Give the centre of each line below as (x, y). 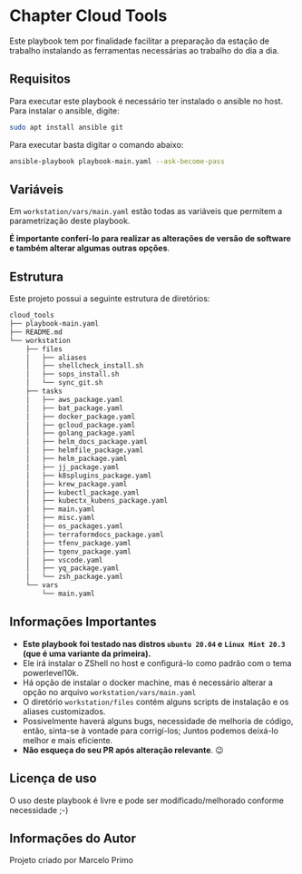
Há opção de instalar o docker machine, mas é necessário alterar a (148, 683)
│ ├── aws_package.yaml (75, 399)
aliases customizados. (64, 711)
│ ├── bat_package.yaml (75, 408)
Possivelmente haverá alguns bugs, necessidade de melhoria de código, (158, 721)
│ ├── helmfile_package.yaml (85, 450)
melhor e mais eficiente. (68, 740)
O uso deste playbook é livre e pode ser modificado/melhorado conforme (146, 800)
